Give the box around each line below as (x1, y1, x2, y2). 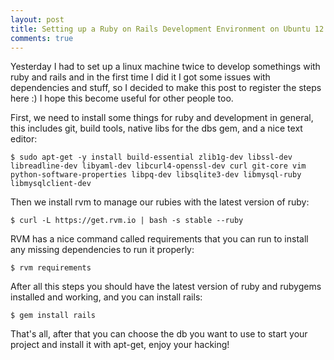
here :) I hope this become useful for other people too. (10, 92, 234, 105)
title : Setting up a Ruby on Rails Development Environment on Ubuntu (10, 24, 311, 34)
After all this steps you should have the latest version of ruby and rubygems (10, 281, 322, 293)
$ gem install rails (10, 311, 97, 321)
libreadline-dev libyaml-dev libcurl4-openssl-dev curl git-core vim (10, 161, 307, 171)
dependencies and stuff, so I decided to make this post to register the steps (10, 82, 322, 94)
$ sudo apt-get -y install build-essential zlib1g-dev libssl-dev (10, 152, 293, 163)
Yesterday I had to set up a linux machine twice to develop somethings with (10, 61, 321, 73)
